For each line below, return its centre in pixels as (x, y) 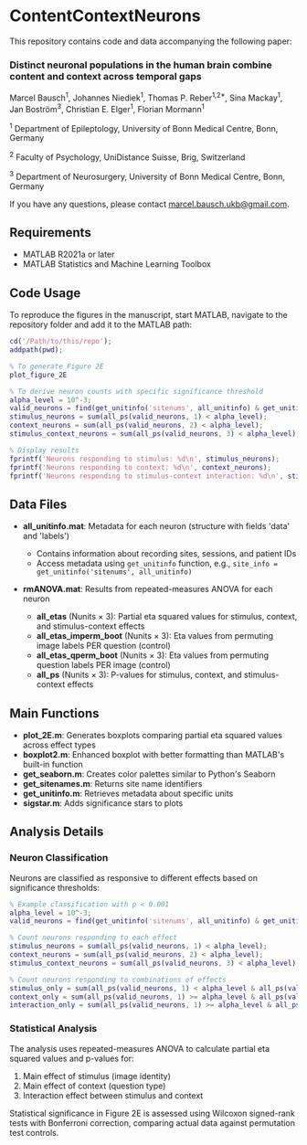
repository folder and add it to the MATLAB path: (101, 324)
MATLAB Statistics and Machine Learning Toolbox (117, 264)
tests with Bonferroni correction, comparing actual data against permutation (152, 1123)
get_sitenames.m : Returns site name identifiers (112, 784)
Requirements (50, 233)
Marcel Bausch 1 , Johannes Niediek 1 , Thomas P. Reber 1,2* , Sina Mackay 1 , (146, 97)
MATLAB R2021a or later (69, 254)
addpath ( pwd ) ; (37, 350)
